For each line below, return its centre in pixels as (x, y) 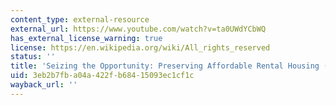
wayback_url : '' (44, 85)
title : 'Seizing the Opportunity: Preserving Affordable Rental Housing (165, 66)
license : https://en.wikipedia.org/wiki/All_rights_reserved (140, 47)
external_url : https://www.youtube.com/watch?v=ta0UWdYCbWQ (138, 29)
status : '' (33, 57)
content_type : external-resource (80, 19)
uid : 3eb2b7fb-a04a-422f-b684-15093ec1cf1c (102, 76)
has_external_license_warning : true (86, 38)
